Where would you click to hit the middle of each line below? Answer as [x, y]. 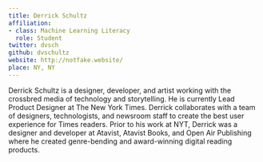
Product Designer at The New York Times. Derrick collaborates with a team [132, 107]
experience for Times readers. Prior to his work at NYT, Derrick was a [123, 124]
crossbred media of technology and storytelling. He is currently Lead [122, 99]
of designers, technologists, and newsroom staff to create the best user [126, 116]
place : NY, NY [32, 68]
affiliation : [30, 23]
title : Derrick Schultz [48, 16]
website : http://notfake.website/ [66, 61]
